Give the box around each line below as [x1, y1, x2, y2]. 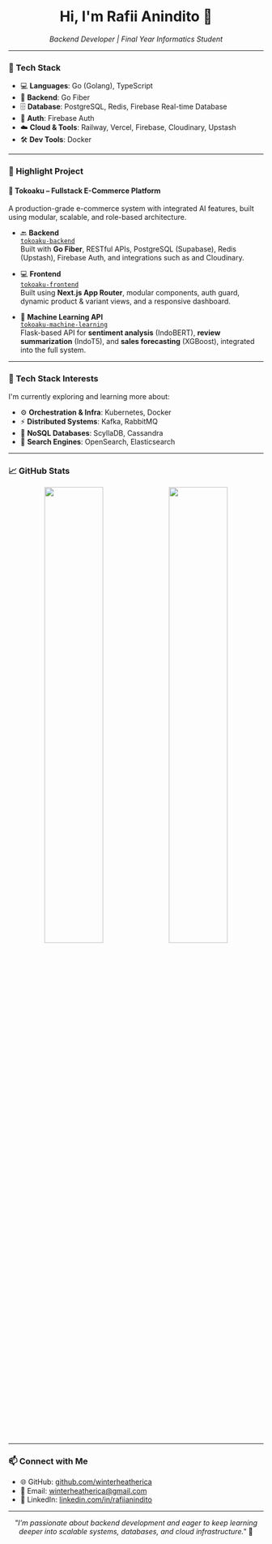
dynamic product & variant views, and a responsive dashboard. [19, 296, 231, 307]
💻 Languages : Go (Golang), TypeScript [19, 81, 154, 91]
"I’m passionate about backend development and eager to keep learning [15, 1518, 257, 1528]
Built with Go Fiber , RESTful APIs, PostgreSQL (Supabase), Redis [19, 244, 237, 254]
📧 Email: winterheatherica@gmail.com [19, 1486, 147, 1496]
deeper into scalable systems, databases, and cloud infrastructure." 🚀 [19, 1527, 253, 1537]
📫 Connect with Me [8, 1456, 88, 1467]
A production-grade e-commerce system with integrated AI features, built [8, 204, 255, 213]
